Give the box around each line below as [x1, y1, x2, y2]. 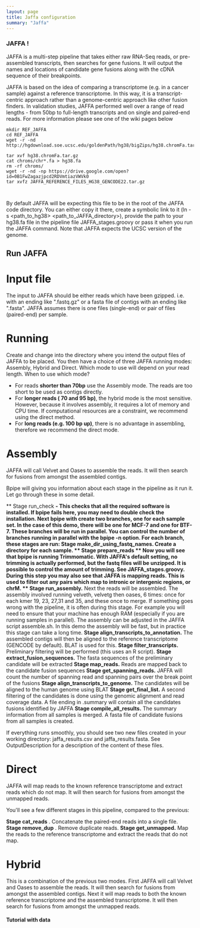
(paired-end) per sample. [6, 311, 68, 318]
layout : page [6, 8, 39, 15]
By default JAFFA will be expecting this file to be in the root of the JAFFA [6, 199, 185, 207]
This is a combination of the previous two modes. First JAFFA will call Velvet [6, 877, 193, 885]
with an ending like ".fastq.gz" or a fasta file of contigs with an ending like [6, 298, 187, 305]
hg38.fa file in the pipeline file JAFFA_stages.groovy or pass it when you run [6, 218, 193, 226]
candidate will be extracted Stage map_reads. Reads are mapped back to [6, 660, 187, 667]
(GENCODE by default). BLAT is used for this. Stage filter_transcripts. [6, 641, 179, 649]
